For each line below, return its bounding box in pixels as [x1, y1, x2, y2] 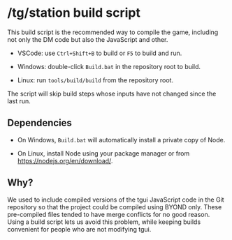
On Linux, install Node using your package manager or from [17, 149, 190, 158]
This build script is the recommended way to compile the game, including [7, 28, 219, 36]
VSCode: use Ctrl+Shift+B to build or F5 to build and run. [17, 49, 182, 57]
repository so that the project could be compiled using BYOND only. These [7, 202, 222, 211]
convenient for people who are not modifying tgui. [7, 225, 152, 233]
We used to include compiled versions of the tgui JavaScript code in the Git [7, 195, 225, 204]
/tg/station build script [7, 5, 141, 21]
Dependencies [7, 117, 72, 129]
